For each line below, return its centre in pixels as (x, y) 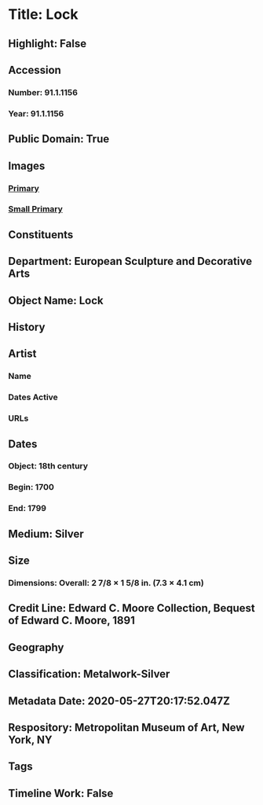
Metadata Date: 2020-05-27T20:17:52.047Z (119, 701)
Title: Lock (43, 15)
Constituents (41, 235)
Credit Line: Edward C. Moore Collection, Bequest (131, 608)
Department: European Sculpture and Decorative (130, 261)
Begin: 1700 (31, 487)
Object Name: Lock (56, 300)
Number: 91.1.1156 (43, 92)
